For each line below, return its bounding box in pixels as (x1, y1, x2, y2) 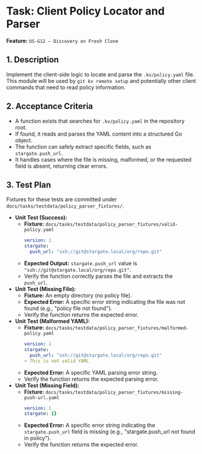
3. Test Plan (6, 180, 51, 190)
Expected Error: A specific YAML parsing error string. (24, 369, 158, 376)
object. (14, 136, 33, 143)
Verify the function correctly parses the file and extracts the (24, 272, 173, 280)
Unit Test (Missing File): (14, 286, 77, 292)
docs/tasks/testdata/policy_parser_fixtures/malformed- (45, 325, 189, 331)
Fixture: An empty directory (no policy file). (24, 292, 133, 299)
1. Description (6, 54, 59, 65)
